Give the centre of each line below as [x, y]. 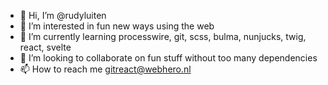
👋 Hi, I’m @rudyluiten [63, 15]
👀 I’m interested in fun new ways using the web [117, 26]
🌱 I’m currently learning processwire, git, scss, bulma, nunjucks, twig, [163, 36]
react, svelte [45, 47]
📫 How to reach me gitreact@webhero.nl [105, 69]
